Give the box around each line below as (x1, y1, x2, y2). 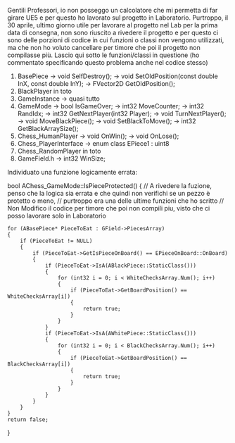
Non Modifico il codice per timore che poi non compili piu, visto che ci (7, 204, 210, 212)
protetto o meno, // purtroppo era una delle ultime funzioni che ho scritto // (7, 196, 224, 205)
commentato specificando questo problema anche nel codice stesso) (7, 58, 209, 66)
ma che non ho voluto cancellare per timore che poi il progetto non (7, 44, 201, 51)
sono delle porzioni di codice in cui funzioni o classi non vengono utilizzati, (7, 36, 224, 44)
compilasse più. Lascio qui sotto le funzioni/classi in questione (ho (7, 51, 200, 59)
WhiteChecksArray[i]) (7, 293, 71, 300)
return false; (7, 416, 49, 423)
